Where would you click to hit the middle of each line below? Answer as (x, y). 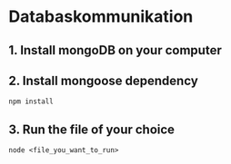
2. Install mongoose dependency (104, 80)
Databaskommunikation (101, 17)
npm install (31, 101)
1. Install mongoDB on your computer (115, 50)
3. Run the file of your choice (91, 129)
